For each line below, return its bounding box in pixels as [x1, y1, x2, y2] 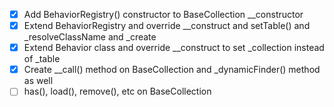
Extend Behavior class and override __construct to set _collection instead [23, 42, 325, 54]
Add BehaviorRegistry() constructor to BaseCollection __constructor [23, 9, 304, 20]
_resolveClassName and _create [23, 31, 157, 43]
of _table [23, 53, 61, 65]
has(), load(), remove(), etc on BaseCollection [23, 85, 212, 98]
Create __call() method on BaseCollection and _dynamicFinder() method [23, 64, 321, 76]
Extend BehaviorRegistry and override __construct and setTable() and [23, 20, 311, 32]
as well [23, 75, 54, 87]
